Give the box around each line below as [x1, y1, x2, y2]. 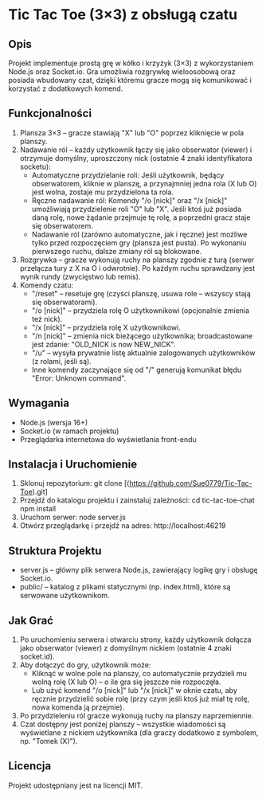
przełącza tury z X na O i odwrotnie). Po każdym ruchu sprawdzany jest [19, 263, 256, 272]
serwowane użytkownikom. [19, 591, 110, 600]
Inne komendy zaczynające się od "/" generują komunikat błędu [31, 365, 242, 374]
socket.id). [19, 651, 55, 662]
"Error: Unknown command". [31, 373, 127, 383]
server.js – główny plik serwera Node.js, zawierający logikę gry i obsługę [19, 565, 258, 575]
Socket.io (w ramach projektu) [19, 426, 119, 436]
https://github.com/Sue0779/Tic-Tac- [128, 479, 252, 488]
